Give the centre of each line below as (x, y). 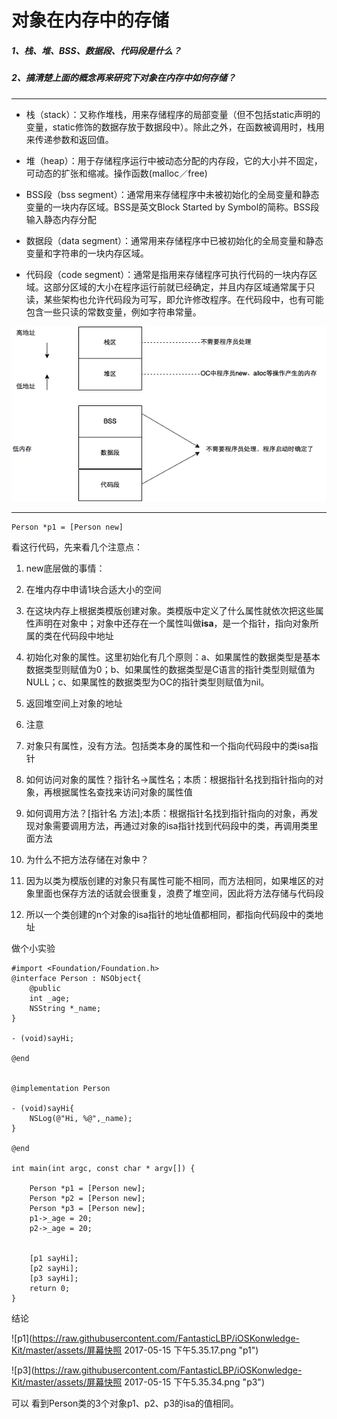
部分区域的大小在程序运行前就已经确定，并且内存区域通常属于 (179, 287)
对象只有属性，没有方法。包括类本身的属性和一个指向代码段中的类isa (167, 746)
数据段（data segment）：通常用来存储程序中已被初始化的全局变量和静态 (174, 240)
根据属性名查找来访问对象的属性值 (122, 792)
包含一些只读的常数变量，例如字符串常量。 (113, 312)
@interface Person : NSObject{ (76, 979)
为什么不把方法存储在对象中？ (87, 860)
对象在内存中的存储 (90, 20)
